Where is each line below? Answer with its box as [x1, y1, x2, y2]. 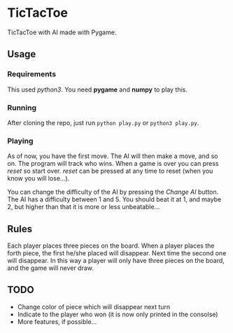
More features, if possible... [17, 317, 97, 326]
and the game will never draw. [7, 264, 94, 272]
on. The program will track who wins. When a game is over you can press [7, 160, 219, 168]
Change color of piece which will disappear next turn [17, 302, 171, 311]
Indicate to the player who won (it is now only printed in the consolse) [17, 310, 218, 318]
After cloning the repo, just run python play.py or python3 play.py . [7, 118, 199, 127]
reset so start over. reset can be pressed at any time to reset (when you [7, 166, 213, 176]
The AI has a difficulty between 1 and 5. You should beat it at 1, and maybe [7, 195, 222, 204]
